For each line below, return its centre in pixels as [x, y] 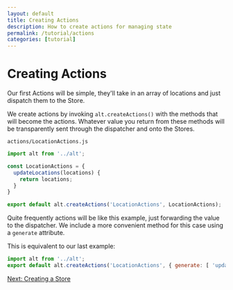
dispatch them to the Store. [46, 101]
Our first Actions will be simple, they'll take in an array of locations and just [114, 93]
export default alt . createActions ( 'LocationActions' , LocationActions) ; [114, 205]
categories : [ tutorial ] [42, 40]
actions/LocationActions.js [48, 142]
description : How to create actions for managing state [89, 26]
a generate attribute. [36, 233]
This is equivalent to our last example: [61, 246]
